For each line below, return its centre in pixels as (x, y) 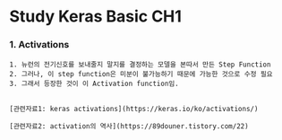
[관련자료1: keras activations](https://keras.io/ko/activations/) (134, 109)
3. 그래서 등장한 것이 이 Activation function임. (94, 84)
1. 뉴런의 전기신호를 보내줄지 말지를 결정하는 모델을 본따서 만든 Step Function (140, 65)
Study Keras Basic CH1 (95, 17)
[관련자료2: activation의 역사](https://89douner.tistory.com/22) (129, 127)
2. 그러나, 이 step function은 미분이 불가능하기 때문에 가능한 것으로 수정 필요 (141, 74)
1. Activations (39, 45)
